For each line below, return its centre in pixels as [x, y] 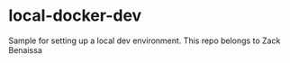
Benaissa [25, 49]
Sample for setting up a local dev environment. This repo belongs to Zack [145, 40]
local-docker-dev [75, 16]
